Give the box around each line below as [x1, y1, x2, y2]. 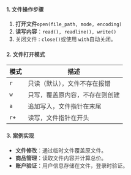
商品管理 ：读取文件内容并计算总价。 [15, 154, 107, 162]
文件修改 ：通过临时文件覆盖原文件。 [15, 146, 107, 154]
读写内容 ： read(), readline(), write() [15, 28, 117, 35]
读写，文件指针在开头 [28, 113, 90, 122]
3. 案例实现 [6, 132, 35, 139]
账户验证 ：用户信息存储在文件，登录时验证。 [15, 162, 129, 169]
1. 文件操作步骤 [6, 5, 44, 13]
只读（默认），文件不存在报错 [28, 79, 111, 88]
